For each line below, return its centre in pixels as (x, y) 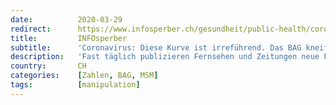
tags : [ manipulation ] (75, 85)
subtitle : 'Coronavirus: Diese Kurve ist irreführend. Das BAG (156, 47)
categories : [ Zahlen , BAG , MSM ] (84, 76)
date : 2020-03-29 (66, 19)
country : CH (48, 66)
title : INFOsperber (69, 38)
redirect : (31, 29)
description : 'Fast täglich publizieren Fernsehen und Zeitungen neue (165, 57)
